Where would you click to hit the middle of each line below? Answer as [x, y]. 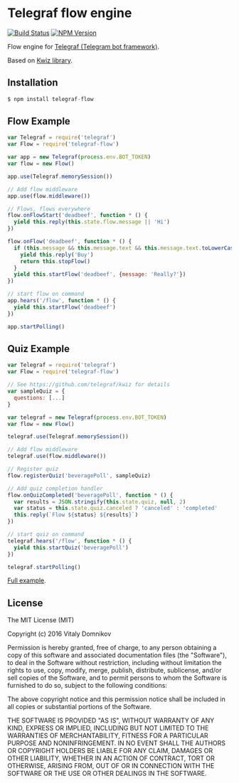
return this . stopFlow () [55, 261]
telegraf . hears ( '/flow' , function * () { [70, 541]
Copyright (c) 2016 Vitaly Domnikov [59, 634]
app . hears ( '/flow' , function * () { [62, 301]
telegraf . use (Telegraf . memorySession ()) [68, 437]
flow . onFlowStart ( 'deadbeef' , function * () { [78, 215]
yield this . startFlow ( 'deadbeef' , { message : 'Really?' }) [100, 275]
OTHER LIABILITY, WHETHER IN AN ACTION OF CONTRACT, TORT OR [111, 758]
